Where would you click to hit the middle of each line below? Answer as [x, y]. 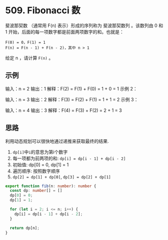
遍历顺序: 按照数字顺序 [36, 171]
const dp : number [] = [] [36, 191]
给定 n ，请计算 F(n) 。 [29, 58]
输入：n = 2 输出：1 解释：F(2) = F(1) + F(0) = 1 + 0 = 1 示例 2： [72, 88]
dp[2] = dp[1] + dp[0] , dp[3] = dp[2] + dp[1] [62, 176]
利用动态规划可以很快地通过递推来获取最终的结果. [57, 141]
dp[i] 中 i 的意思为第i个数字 [40, 152]
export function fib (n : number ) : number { [51, 186]
